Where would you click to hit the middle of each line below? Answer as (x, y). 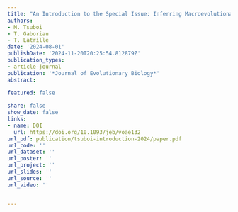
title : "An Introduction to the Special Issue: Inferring (95, 14)
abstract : (22, 80)
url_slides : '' (30, 172)
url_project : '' (31, 165)
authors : (20, 21)
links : (17, 119)
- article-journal (34, 67)
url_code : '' (27, 145)
